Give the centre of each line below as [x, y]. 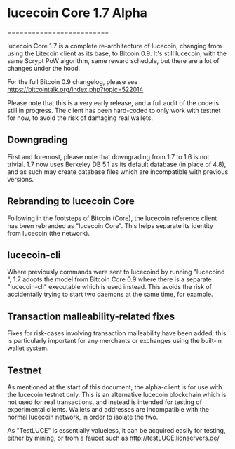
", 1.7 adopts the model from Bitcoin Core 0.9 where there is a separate [109, 279]
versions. [20, 179]
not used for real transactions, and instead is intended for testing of [105, 402]
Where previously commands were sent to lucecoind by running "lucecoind [116, 272]
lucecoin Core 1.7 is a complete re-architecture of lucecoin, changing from [115, 46]
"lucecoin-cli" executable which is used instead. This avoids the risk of [110, 287]
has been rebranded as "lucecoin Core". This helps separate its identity [110, 225]
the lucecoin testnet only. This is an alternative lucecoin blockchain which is [117, 395]
